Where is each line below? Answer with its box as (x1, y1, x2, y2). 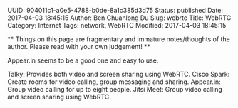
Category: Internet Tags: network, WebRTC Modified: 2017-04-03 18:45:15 (7, 21, 227, 29)
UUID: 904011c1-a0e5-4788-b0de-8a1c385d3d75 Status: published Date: (7, 6, 223, 14)
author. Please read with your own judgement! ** (7, 43, 151, 50)
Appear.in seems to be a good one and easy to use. (7, 56, 159, 65)
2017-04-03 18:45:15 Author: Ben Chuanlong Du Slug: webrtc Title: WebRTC (7, 13, 232, 22)
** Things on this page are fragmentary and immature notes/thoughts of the (7, 35, 230, 43)
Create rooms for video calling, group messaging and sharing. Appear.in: (7, 77, 221, 86)
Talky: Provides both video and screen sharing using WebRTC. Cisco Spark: (7, 70, 230, 78)
